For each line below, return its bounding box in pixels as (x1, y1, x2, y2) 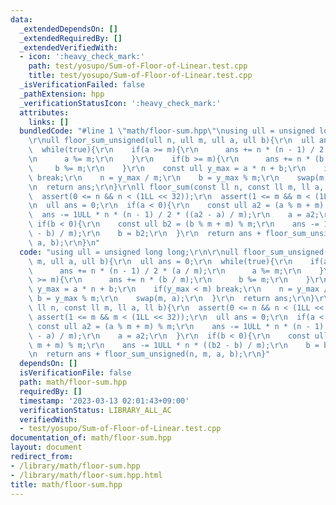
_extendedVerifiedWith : (19, 42, 118, 53)
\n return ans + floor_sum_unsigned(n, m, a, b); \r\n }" (28, 349, 271, 360)
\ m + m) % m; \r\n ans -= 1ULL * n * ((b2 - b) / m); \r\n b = (28, 340, 320, 350)
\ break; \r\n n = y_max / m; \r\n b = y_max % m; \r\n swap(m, (28, 172, 329, 183)
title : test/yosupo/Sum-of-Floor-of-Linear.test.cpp (28, 71, 253, 81)
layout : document (10, 442, 83, 453)
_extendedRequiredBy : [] (19, 33, 123, 43)
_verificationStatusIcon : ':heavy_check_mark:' (19, 98, 222, 108)
